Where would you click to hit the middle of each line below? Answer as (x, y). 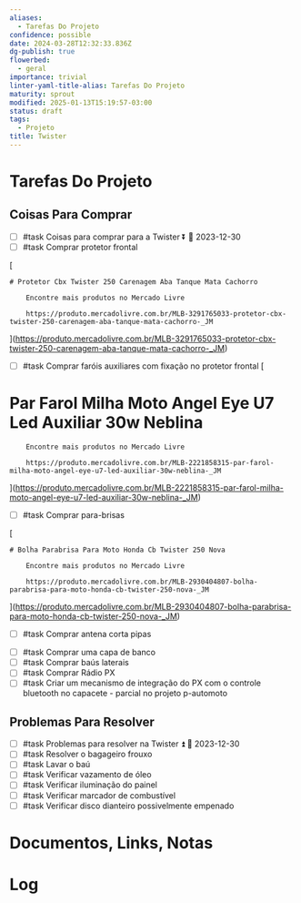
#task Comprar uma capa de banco (89, 653)
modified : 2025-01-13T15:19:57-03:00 (81, 102)
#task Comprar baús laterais (75, 663)
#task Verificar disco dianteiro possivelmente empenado (128, 806)
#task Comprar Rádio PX (69, 673)
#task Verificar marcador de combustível (99, 795)
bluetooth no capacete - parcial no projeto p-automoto (125, 694)
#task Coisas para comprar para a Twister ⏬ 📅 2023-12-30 (131, 237)
